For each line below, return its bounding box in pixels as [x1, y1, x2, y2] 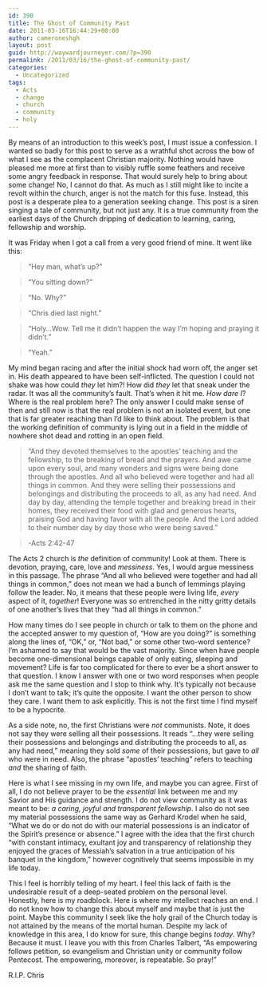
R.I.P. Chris [8, 970, 45, 980]
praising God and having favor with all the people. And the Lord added [27, 514, 259, 524]
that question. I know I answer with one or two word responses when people [8, 671, 259, 680]
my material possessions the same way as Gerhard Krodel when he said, [8, 812, 247, 822]
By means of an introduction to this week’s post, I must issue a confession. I [8, 137, 257, 147]
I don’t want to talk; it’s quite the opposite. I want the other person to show [8, 687, 252, 697]
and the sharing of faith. [8, 762, 88, 772]
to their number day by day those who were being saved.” [27, 522, 218, 532]
